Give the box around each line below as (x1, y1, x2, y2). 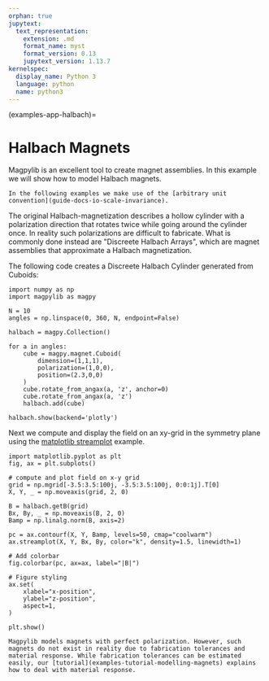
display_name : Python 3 (15, 72, 96, 81)
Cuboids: (8, 270, 39, 280)
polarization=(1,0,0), (37, 364, 115, 373)
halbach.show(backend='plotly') (8, 414, 118, 422)
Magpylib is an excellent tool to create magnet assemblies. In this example (8, 165, 258, 175)
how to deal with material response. (8, 666, 137, 674)
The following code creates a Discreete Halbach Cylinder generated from (8, 261, 254, 271)
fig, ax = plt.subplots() (8, 460, 96, 468)
